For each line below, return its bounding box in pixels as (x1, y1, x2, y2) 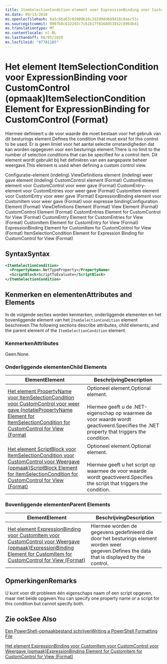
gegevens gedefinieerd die (90, 529, 154, 536)
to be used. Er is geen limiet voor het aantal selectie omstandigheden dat (5, 141, 155, 147)
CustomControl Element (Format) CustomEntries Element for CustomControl (5, 209, 161, 215)
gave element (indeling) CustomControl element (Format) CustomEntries (5, 177, 154, 183)
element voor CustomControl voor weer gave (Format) (5, 182, 116, 188)
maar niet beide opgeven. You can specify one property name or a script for (5, 595, 160, 601)
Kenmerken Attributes (5, 339, 59, 346)
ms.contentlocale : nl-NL (5, 30, 57, 35)
